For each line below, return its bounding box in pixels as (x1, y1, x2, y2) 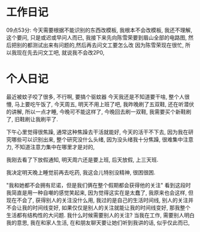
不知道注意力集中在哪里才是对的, (14, 143, 95, 150)
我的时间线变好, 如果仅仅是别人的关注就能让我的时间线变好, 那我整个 (22, 204, 190, 211)
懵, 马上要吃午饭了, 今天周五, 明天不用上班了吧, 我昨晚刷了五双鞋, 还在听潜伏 (6, 100, 195, 108)
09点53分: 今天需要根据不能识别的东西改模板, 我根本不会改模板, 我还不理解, (6, 26, 193, 34)
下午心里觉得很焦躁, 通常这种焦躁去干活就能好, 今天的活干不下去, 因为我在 (6, 128, 189, 135)
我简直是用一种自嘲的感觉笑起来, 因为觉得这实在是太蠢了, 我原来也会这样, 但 (6, 189, 193, 196)
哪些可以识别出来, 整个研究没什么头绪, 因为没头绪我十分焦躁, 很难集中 (11, 135, 183, 143)
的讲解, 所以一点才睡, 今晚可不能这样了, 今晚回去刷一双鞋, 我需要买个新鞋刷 (6, 108, 192, 115)
